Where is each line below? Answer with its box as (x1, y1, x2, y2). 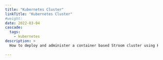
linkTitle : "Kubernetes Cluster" (5, 12, 73, 16)
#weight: (5, 16, 23, 21)
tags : (9, 30, 21, 34)
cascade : (5, 25, 23, 30)
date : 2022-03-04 (5, 20, 40, 26)
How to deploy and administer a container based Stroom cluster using (9, 43, 155, 48)
